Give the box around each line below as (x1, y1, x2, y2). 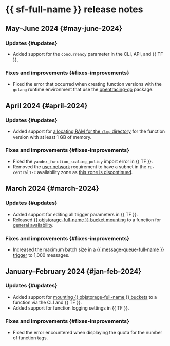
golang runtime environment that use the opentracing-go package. (12, 86, 154, 93)
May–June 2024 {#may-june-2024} (5, 24, 123, 33)
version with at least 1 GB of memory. (12, 133, 92, 140)
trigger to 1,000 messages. (12, 252, 70, 258)
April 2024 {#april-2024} (5, 101, 88, 110)
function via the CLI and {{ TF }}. (12, 299, 82, 305)
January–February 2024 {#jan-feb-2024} (5, 267, 142, 276)
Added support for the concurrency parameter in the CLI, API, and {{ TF (12, 51, 163, 57)
